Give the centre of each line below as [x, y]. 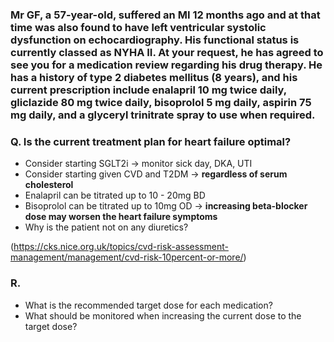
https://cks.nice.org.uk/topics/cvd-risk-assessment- [121, 247]
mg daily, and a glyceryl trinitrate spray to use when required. [163, 115]
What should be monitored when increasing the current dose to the [163, 315]
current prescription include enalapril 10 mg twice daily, [148, 90]
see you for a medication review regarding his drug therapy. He [166, 65]
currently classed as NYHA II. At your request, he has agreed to [167, 52]
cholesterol [49, 185]
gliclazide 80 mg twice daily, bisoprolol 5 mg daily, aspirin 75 [161, 102]
